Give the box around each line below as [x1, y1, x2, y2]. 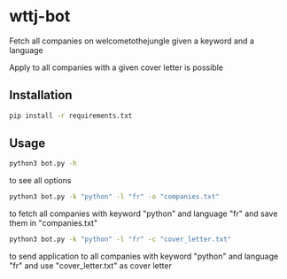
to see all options [9, 175, 72, 186]
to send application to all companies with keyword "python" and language [9, 251, 279, 262]
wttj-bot [9, 6, 71, 27]
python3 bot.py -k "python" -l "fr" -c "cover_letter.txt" [9, 235, 232, 244]
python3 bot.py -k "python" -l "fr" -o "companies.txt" [9, 192, 220, 201]
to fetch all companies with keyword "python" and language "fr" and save [9, 208, 278, 219]
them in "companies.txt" [9, 218, 98, 229]
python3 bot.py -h [9, 159, 77, 168]
